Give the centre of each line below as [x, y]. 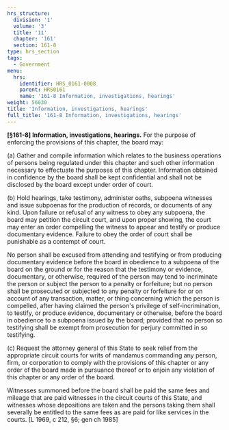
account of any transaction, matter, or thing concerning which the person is [113, 298]
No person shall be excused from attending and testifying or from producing [114, 255]
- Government [32, 64]
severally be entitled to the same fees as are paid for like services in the [108, 412]
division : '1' [33, 20]
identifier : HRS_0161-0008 [58, 84]
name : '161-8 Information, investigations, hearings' [97, 97]
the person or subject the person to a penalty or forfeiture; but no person [110, 283]
